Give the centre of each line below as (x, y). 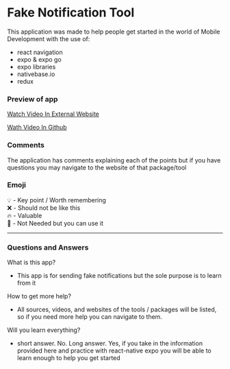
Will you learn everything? (44, 330)
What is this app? (31, 263)
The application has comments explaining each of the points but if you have (114, 160)
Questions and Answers (48, 247)
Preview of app (33, 99)
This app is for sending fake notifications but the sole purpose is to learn (119, 276)
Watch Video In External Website (53, 114)
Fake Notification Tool (71, 13)
